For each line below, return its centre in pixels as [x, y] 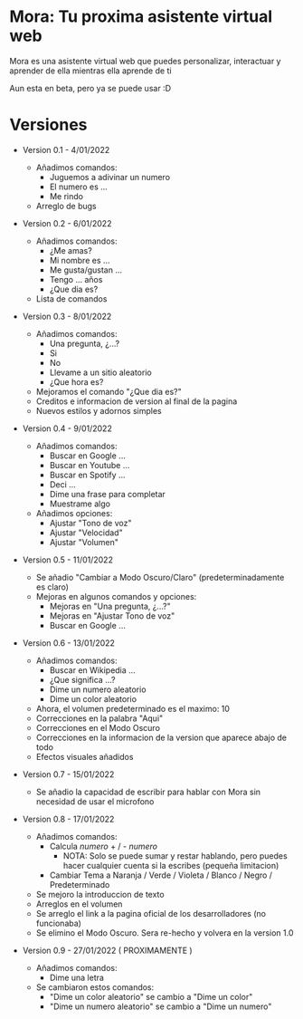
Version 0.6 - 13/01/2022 [69, 643]
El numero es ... [79, 187]
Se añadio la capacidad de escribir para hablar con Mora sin [148, 792]
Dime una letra [76, 977]
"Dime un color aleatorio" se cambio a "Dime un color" [151, 996]
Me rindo [66, 196]
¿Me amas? [71, 250]
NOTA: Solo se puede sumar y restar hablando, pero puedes [175, 856]
